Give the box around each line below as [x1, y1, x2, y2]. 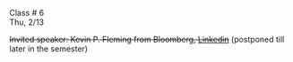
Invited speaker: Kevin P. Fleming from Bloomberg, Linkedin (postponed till [9, 35, 285, 44]
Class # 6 [9, 8, 45, 18]
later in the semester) [9, 43, 88, 54]
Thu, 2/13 [9, 17, 45, 27]
